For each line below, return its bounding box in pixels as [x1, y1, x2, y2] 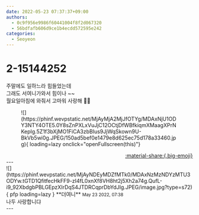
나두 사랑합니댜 [6, 198, 41, 205]
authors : [6, 14, 28, 20]
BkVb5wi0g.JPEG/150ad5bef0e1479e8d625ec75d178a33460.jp [21, 134, 176, 141]
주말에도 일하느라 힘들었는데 [6, 82, 72, 89]
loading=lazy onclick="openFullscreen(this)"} [29, 140, 141, 147]
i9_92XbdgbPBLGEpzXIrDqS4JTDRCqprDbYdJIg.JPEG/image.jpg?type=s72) [6, 184, 192, 191]
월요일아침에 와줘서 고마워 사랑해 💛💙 [6, 97, 91, 104]
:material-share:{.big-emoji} [125, 152, 193, 159]
